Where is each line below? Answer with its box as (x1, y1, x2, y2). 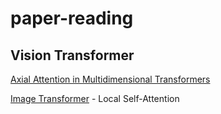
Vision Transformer (10, 47, 135, 64)
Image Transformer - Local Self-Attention (10, 93, 180, 104)
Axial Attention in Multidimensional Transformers (10, 73, 211, 85)
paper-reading (10, 7, 134, 30)
